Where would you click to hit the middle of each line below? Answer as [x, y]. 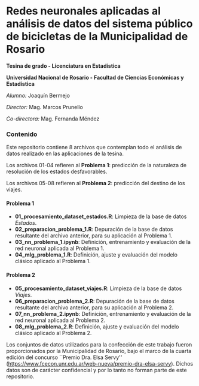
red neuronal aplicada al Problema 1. [59, 248]
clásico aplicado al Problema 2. [53, 333]
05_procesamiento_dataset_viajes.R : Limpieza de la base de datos [98, 288]
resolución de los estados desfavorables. [57, 171]
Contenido [22, 134]
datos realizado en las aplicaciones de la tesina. [65, 153]
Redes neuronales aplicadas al [84, 11]
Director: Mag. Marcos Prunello [45, 107]
